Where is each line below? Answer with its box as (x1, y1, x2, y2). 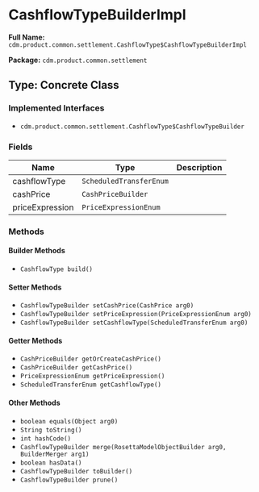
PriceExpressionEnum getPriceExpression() (19, 373, 165, 381)
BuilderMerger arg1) (19, 450, 90, 458)
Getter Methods (8, 336, 63, 345)
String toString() (19, 426, 82, 434)
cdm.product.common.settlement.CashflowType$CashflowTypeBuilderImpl (8, 40, 248, 49)
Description (176, 161, 223, 173)
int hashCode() (19, 434, 72, 443)
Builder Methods (8, 246, 66, 256)
